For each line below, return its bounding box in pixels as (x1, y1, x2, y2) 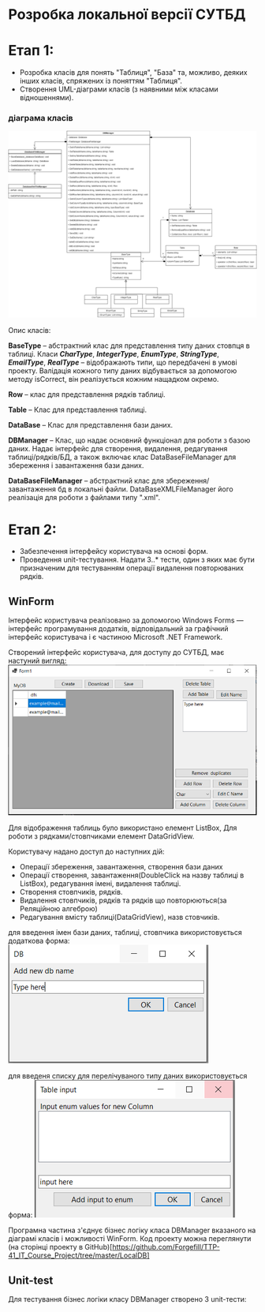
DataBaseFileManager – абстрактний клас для (8, 476, 164, 486)
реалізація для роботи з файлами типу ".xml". (8, 493, 160, 503)
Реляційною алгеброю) (19, 904, 99, 914)
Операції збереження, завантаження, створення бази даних (19, 862, 223, 872)
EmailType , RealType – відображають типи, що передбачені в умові (8, 357, 238, 368)
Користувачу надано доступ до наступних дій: (8, 847, 165, 857)
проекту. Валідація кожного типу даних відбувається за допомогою (8, 366, 237, 376)
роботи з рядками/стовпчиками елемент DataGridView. (8, 832, 195, 841)
